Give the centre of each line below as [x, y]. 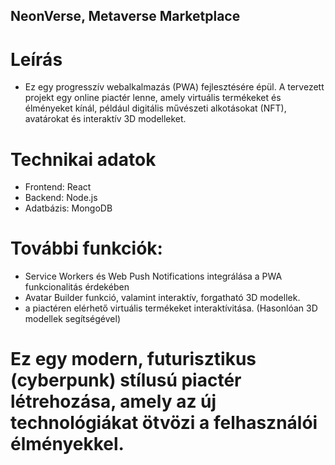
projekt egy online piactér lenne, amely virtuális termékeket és [153, 98]
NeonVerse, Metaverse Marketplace [125, 16]
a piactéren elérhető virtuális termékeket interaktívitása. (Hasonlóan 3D [171, 308]
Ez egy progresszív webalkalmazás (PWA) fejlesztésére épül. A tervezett [174, 87]
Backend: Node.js [61, 198]
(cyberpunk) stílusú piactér [126, 380]
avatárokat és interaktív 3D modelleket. [105, 119]
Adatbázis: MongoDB [68, 208]
